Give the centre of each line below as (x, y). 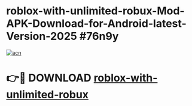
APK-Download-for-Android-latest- (96, 24)
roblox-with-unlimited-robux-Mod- (95, 11)
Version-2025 (42, 36)
